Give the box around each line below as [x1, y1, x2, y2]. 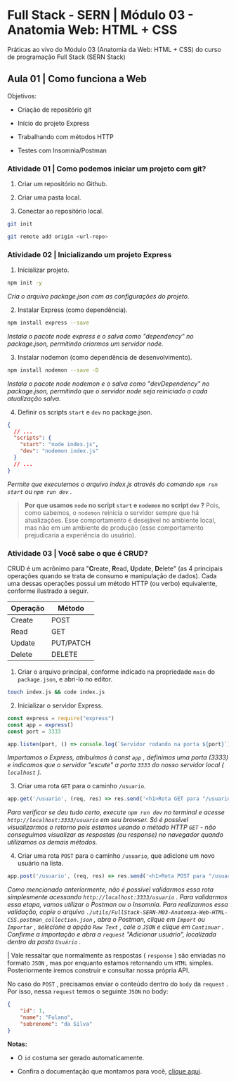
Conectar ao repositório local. [17, 207, 104, 216]
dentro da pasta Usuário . [7, 938, 81, 946]
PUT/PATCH [51, 638, 91, 648]
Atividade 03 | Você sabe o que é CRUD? [7, 548, 149, 558]
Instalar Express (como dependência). [17, 306, 128, 314]
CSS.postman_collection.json [7, 917, 93, 924]
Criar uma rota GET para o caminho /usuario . [17, 782, 146, 790]
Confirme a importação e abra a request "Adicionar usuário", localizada [7, 930, 216, 939]
